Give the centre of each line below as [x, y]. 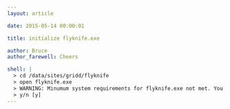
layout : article [30, 13]
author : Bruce [28, 51]
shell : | [20, 69]
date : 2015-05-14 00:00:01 [46, 26]
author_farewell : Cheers [43, 57]
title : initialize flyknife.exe [53, 38]
